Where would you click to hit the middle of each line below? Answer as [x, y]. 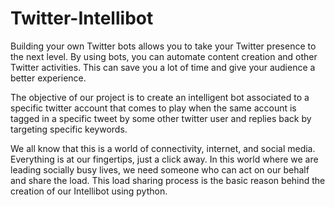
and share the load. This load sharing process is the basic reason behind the [168, 180]
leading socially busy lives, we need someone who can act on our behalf [160, 169]
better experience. [48, 78]
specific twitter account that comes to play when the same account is [153, 108]
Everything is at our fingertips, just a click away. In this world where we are [164, 159]
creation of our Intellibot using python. [89, 191]
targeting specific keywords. [69, 129]
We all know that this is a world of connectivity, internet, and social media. [163, 148]
